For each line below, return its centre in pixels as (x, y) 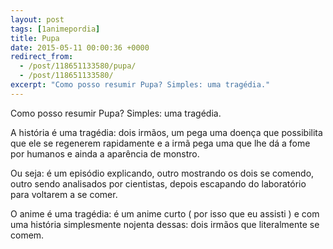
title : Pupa (35, 38)
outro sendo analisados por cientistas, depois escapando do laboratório (158, 183)
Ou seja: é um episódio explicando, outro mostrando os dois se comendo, (162, 173)
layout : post (37, 19)
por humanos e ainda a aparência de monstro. (105, 153)
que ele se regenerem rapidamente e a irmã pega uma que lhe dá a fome (160, 143)
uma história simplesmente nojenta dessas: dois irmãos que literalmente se (165, 224)
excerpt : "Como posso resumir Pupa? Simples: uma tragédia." (140, 85)
